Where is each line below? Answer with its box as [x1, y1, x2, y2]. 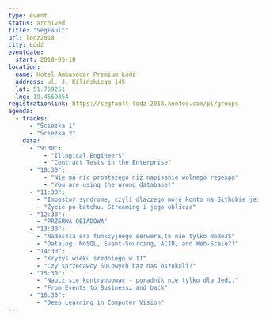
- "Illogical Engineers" [43, 151, 126, 159]
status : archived [8, 19, 66, 27]
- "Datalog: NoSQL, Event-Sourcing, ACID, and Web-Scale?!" [36, 240, 239, 248]
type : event [8, 11, 47, 20]
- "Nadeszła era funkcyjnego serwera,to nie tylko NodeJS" [36, 233, 236, 241]
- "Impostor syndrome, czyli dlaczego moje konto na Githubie [36, 196, 246, 203]
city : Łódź [8, 41, 44, 49]
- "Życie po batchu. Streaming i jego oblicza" [36, 203, 196, 211]
